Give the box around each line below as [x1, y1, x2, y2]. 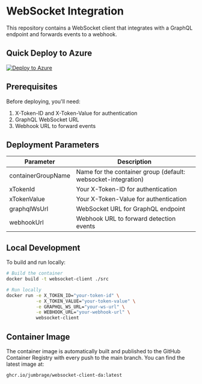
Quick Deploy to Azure [6, 48, 92, 59]
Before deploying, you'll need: [6, 98, 81, 105]
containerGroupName [9, 171, 71, 180]
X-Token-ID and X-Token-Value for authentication [14, 109, 138, 117]
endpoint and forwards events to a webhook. [6, 30, 117, 37]
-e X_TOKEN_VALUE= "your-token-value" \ [35, 298, 136, 304]
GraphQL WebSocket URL [14, 116, 79, 123]
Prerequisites [6, 82, 58, 92]
